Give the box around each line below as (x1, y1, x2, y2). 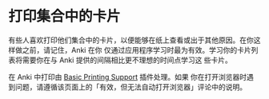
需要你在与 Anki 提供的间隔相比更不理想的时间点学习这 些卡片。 (22, 55, 232, 65)
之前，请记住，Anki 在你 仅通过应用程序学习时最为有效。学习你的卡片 (22, 45, 251, 54)
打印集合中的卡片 (8, 7, 122, 26)
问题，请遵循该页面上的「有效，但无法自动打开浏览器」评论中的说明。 (14, 81, 247, 92)
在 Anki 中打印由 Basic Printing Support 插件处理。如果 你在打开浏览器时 (8, 72, 247, 81)
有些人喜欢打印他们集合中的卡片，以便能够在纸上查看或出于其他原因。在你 (8, 35, 254, 45)
